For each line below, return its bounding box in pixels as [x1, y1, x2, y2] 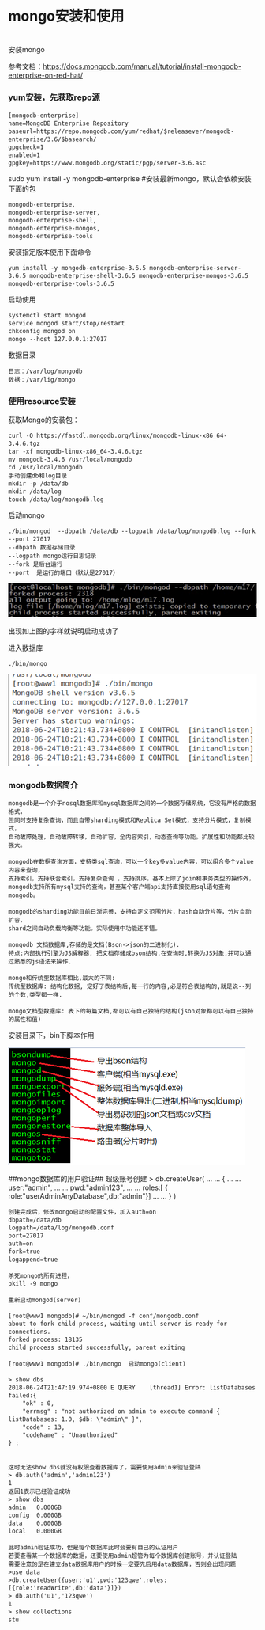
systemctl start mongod [8, 311, 87, 319]
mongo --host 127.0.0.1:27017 [8, 335, 108, 343]
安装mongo [8, 45, 45, 55]
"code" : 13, [22, 1423, 65, 1431]
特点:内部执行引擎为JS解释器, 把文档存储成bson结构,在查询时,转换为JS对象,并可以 [8, 949, 246, 958]
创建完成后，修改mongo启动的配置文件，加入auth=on [8, 1208, 156, 1216]
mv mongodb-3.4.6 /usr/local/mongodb [8, 455, 132, 463]
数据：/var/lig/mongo [8, 375, 76, 384]
